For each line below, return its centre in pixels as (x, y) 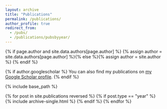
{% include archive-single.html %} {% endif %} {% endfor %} (69, 101)
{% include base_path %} (31, 86)
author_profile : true (28, 24)
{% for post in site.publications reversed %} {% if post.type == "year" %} (81, 96)
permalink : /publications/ (33, 19)
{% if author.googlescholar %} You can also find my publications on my (79, 71)
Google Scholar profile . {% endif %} (42, 77)
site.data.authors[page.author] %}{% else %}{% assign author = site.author (83, 56)
